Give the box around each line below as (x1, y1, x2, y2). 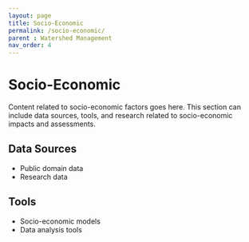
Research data (19, 172, 68, 181)
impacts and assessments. (8, 119, 96, 129)
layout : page (8, 11, 52, 20)
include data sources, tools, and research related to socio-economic (8, 111, 233, 121)
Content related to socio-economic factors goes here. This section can (8, 102, 242, 112)
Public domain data (19, 163, 84, 173)
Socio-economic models (19, 216, 101, 226)
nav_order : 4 (8, 42, 52, 50)
